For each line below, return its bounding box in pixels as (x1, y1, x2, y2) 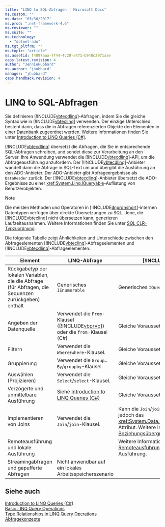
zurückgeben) (7, 296, 40, 303)
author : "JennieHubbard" (5, 62, 56, 67)
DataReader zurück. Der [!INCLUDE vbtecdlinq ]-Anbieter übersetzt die (5, 175, 145, 181)
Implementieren (7, 414, 44, 421)
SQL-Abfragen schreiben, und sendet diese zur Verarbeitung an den (5, 148, 143, 155)
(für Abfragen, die (7, 284, 49, 291)
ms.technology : (5, 35, 36, 40)
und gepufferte (7, 464, 43, 471)
